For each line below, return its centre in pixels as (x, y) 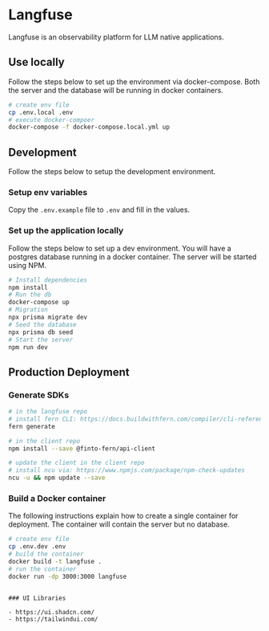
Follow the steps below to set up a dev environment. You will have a (120, 248)
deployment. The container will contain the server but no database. (119, 524)
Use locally (37, 62)
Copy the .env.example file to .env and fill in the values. (99, 210)
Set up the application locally (66, 230)
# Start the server (41, 340)
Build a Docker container (57, 499)
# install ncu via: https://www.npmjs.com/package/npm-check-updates (127, 470)
